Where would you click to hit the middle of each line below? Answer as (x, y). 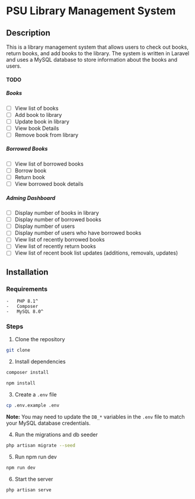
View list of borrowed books (49, 164)
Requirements (27, 289)
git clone (18, 350)
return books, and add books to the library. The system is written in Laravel (98, 53)
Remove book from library (47, 135)
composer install (28, 373)
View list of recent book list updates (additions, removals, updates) (96, 253)
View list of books (36, 108)
